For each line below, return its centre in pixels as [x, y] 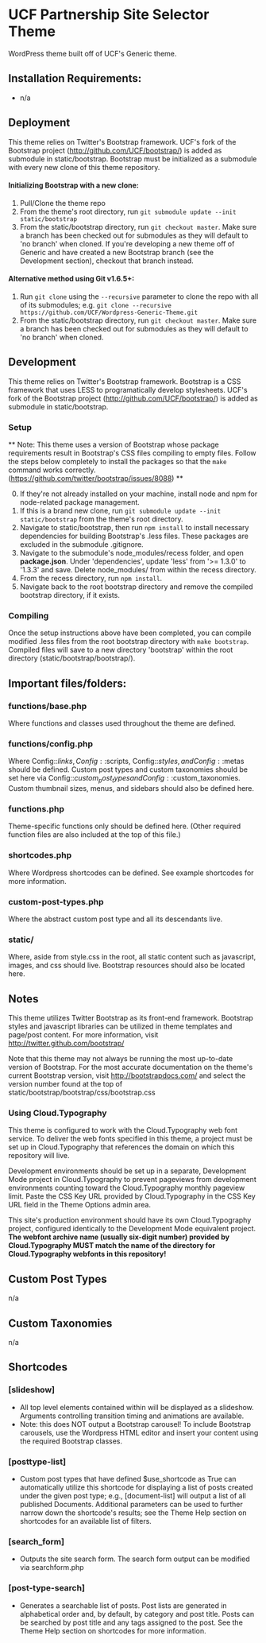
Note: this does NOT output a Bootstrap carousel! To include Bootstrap [135, 1424]
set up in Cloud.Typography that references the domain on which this [121, 1147]
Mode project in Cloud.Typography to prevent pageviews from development [132, 1180]
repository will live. [39, 1156]
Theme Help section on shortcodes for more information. [113, 1630]
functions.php [37, 809]
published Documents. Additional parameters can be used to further [131, 1505]
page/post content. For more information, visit [83, 1035]
